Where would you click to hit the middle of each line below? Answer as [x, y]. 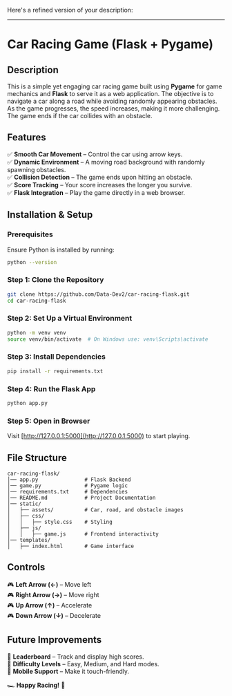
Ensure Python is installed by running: [61, 250]
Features [27, 138]
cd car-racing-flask [37, 301]
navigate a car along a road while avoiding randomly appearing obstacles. [112, 101]
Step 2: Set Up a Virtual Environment [70, 319]
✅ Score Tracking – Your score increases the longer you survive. [99, 185]
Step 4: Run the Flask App [51, 388]
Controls [26, 567]
